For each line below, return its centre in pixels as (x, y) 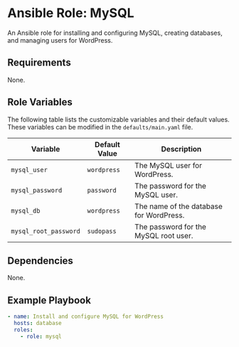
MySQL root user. (164, 235)
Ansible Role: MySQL (71, 13)
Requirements (39, 63)
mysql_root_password (46, 231)
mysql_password (37, 190)
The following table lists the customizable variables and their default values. (118, 119)
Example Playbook (49, 300)
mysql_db (26, 210)
